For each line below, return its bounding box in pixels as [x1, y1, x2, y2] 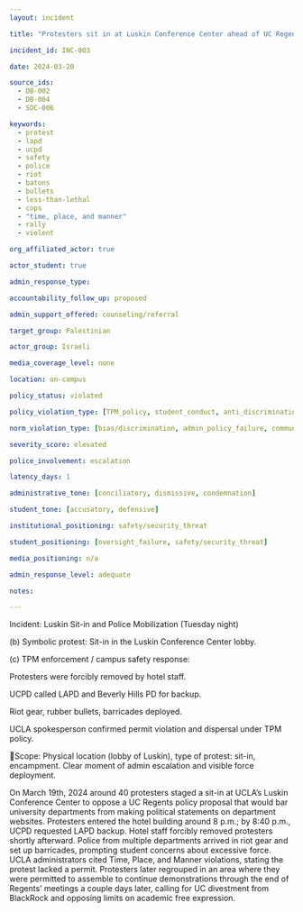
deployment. [9, 770, 56, 780]
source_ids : [9, 78, 54, 87]
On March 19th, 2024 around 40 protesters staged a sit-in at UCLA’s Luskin [9, 788, 289, 798]
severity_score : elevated [9, 440, 106, 449]
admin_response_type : [9, 277, 91, 287]
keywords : [9, 119, 47, 129]
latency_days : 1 [9, 472, 70, 482]
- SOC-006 [17, 104, 54, 113]
